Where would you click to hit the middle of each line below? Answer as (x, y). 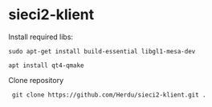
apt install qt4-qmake (46, 65)
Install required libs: (41, 37)
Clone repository (36, 80)
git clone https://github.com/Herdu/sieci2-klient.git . (109, 95)
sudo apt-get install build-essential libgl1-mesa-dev (102, 51)
